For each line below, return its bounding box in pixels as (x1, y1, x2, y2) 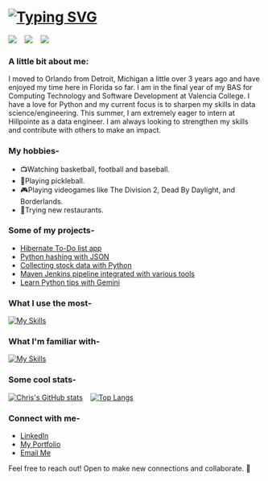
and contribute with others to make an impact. (8, 125, 162, 135)
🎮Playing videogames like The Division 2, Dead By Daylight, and (19, 185, 236, 195)
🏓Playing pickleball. (19, 175, 85, 185)
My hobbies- (8, 146, 60, 157)
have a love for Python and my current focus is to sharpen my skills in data (8, 100, 256, 109)
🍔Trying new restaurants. (19, 205, 104, 215)
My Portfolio (19, 439, 61, 450)
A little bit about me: (8, 55, 89, 67)
